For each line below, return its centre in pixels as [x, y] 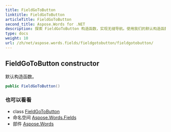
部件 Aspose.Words [33, 124]
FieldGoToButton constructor [52, 64]
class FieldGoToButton [36, 111]
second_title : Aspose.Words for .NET [45, 24]
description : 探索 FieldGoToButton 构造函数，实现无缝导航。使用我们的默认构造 [83, 29]
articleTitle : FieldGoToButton [38, 19]
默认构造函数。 [21, 76]
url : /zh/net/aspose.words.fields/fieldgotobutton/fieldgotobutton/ [79, 43]
